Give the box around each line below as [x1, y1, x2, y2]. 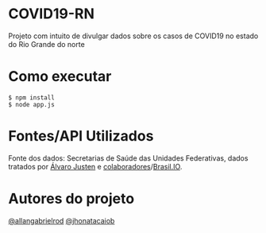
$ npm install [8, 93, 56, 102]
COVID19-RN [8, 5, 95, 23]
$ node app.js [8, 100, 56, 108]
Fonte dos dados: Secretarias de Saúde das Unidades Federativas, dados [8, 153, 249, 163]
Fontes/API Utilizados [8, 127, 154, 146]
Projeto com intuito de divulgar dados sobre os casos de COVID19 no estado [8, 31, 259, 41]
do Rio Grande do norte [8, 39, 85, 49]
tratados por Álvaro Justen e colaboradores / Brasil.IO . [8, 161, 183, 171]
